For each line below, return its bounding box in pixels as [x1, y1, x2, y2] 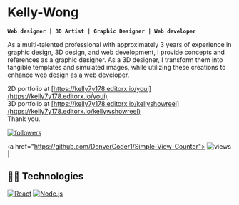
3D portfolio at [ [7, 99, 54, 107]
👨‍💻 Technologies [7, 170, 84, 182]
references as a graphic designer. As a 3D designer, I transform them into [7, 55, 223, 64]
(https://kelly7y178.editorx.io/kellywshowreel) [7, 107, 141, 115]
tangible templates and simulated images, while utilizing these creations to [7, 63, 226, 71]
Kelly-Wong [7, 4, 79, 21]
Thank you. [7, 115, 41, 123]
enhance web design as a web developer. [7, 70, 130, 79]
